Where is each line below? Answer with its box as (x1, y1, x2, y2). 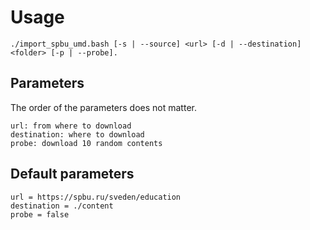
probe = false (10, 209, 70, 220)
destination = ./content (10, 201, 114, 211)
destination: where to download (10, 129, 145, 140)
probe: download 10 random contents (10, 138, 163, 148)
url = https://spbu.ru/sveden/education (10, 192, 182, 202)
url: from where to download (10, 121, 132, 131)
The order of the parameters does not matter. (10, 101, 197, 113)
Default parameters (10, 166, 135, 183)
